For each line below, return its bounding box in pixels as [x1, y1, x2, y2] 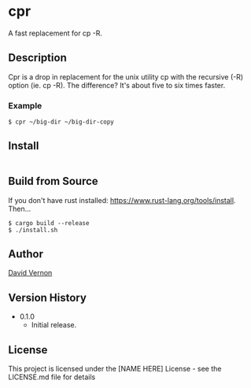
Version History [8, 290, 87, 305]
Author [8, 247, 43, 261]
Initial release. [31, 320, 77, 330]
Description [8, 51, 67, 65]
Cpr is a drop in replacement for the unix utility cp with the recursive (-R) [8, 72, 244, 81]
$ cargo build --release [8, 219, 90, 227]
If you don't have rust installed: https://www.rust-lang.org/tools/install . [8, 195, 236, 205]
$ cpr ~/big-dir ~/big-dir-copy [8, 118, 114, 126]
